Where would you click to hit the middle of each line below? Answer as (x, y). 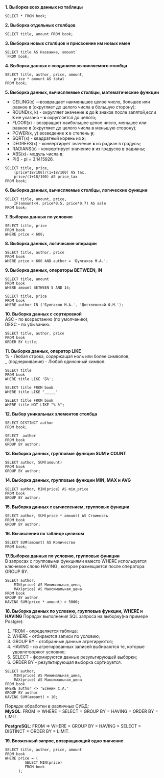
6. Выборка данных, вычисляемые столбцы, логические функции (76, 190)
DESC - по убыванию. (28, 324)
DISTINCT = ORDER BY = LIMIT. (37, 731)
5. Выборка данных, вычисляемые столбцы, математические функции (82, 92)
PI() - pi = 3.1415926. (33, 159)
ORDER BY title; (22, 342)
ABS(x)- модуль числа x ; (38, 154)
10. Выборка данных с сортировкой (44, 314)
